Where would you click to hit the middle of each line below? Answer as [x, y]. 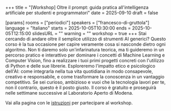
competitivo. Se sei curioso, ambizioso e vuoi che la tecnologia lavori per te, [85, 82]
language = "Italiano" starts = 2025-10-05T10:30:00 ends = [68, 28]
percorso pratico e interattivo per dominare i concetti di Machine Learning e [85, 55]
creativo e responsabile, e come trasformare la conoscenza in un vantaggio [85, 77]
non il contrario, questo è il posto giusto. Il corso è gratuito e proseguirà [81, 88]
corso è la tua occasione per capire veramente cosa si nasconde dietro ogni [85, 44]
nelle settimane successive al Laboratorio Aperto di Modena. [69, 93]
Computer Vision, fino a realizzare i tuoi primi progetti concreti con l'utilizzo [85, 60]
